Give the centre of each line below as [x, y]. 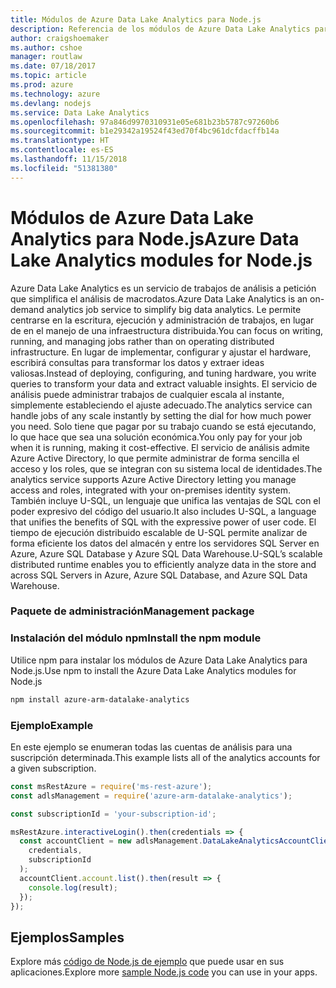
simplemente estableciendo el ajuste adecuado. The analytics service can [161, 405]
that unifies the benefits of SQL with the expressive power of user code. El [163, 522]
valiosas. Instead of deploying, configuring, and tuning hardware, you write [163, 373]
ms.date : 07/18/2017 [53, 66]
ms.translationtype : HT [60, 141]
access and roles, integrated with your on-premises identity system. [150, 490]
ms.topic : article [48, 76]
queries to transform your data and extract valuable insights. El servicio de [164, 383]
